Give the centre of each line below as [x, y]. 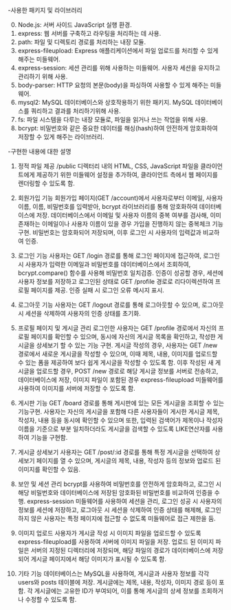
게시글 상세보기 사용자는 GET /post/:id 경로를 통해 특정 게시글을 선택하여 [115, 452]
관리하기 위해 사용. [43, 77]
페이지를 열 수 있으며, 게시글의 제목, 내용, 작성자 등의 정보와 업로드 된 [129, 461]
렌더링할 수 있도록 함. [46, 183]
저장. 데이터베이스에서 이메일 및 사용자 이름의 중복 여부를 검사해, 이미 [129, 215]
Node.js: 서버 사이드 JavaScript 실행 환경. [75, 25]
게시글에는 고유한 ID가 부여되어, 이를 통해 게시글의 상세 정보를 [117, 591]
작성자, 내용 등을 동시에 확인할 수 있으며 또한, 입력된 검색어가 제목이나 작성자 [120, 420]
